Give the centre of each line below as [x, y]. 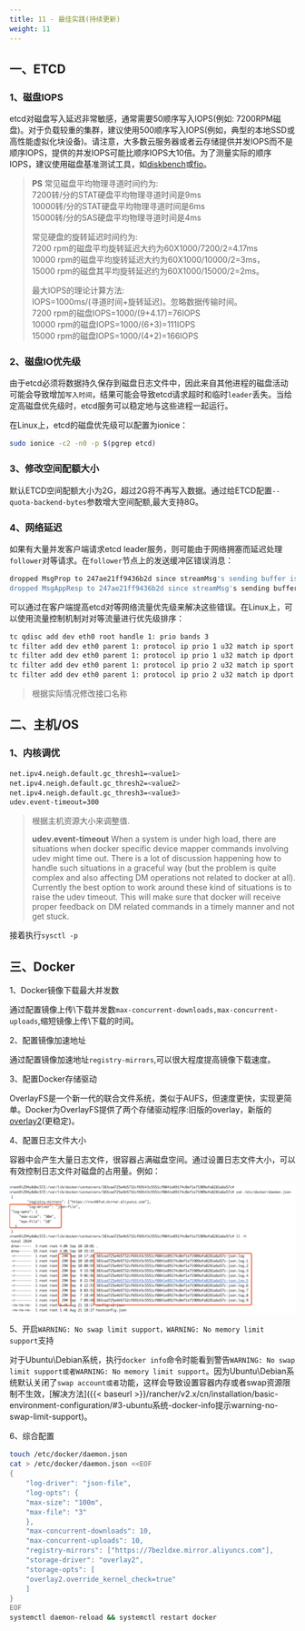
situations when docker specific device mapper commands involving [160, 849]
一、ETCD [38, 69]
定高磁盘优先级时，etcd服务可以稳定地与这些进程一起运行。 [121, 406]
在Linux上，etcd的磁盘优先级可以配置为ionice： [99, 425]
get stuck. [50, 916]
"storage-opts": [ [60, 1569]
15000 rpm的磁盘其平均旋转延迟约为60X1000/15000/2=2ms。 [148, 271]
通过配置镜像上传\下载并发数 [63, 1010]
